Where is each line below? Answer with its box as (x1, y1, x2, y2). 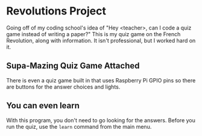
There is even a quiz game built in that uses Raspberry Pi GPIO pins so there (6, 76, 196, 84)
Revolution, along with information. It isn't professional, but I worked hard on (6, 37, 196, 44)
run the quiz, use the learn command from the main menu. (6, 123, 152, 130)
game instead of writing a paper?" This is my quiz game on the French (6, 30, 181, 37)
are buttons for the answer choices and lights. (6, 83, 121, 90)
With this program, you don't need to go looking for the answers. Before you (6, 116, 196, 124)
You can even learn (6, 100, 80, 111)
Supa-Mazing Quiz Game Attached (6, 61, 140, 71)
